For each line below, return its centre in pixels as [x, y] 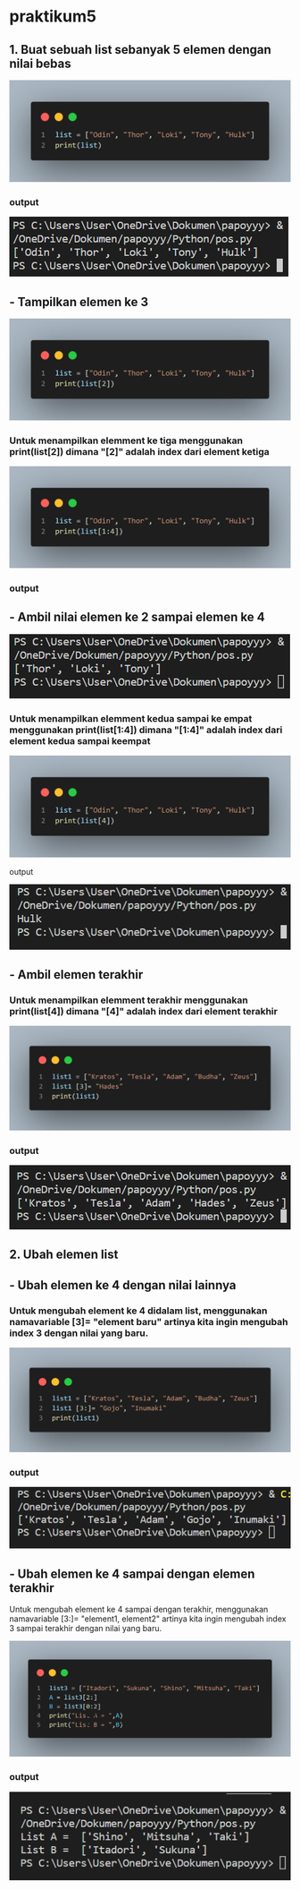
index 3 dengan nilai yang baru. [79, 1333]
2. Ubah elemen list [64, 1255]
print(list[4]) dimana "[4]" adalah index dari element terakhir [144, 1011]
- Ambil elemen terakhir [76, 975]
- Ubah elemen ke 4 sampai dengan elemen [132, 1574]
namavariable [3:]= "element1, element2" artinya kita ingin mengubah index [148, 1619]
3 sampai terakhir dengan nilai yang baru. [86, 1629]
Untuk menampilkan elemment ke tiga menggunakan [126, 440]
